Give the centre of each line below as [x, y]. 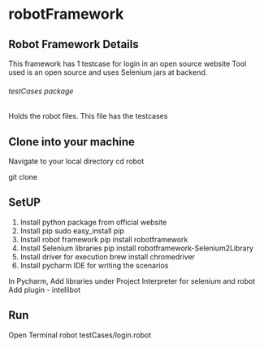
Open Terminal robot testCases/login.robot [80, 335]
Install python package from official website [93, 222]
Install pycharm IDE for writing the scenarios [94, 265]
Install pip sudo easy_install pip [72, 231]
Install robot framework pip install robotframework [104, 239]
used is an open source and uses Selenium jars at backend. [108, 72]
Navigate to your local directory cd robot [76, 161]
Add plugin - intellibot [45, 289]
